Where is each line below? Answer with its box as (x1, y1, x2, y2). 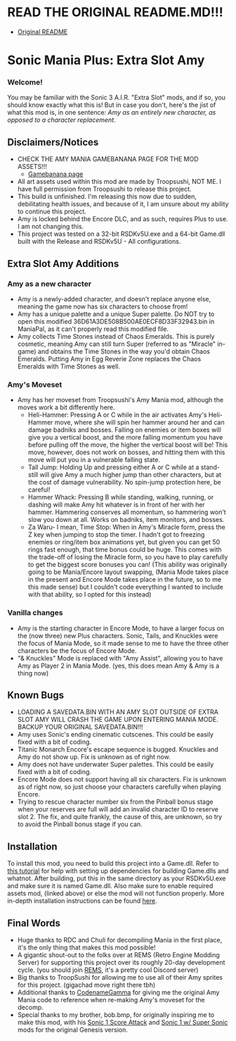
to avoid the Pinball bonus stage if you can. (17, 820, 143, 828)
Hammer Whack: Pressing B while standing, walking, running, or (27, 493, 214, 501)
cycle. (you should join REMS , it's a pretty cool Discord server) (17, 966, 199, 974)
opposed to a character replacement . (7, 116, 116, 124)
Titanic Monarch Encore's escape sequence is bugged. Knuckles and (17, 745, 219, 754)
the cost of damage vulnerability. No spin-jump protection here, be (27, 478, 221, 487)
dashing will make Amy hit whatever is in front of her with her (27, 501, 205, 509)
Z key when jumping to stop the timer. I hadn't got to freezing (27, 530, 205, 539)
